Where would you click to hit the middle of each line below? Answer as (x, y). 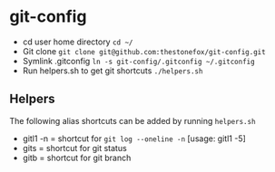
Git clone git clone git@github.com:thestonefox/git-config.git (144, 51)
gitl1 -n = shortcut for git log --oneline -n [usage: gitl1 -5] (134, 139)
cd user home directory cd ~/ (78, 42)
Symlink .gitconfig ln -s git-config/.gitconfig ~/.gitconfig (139, 61)
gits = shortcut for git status (74, 148)
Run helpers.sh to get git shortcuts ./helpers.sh (113, 71)
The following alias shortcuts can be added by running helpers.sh (133, 120)
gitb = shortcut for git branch (77, 158)
